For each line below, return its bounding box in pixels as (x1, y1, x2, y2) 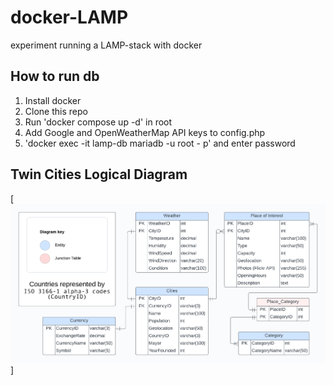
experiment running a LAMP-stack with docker (10, 39, 203, 51)
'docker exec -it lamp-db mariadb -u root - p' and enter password (24, 137, 296, 149)
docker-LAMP (10, 6, 129, 29)
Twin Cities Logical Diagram (10, 166, 188, 183)
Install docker (24, 94, 82, 106)
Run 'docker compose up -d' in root (24, 116, 173, 128)
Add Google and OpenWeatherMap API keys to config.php (24, 126, 266, 138)
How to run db (10, 68, 100, 85)
